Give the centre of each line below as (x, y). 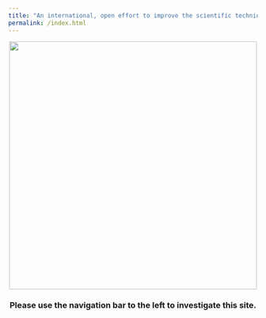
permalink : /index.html (47, 23)
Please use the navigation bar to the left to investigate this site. (133, 305)
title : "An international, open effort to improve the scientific (120, 15)
